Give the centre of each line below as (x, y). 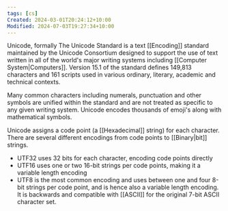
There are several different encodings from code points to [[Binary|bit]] (107, 138)
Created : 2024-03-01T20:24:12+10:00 (59, 20)
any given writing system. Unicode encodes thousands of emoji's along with (114, 110)
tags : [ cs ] (23, 13)
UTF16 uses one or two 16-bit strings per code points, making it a (109, 166)
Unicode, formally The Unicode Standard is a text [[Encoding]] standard (108, 46)
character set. (37, 202)
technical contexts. (34, 82)
